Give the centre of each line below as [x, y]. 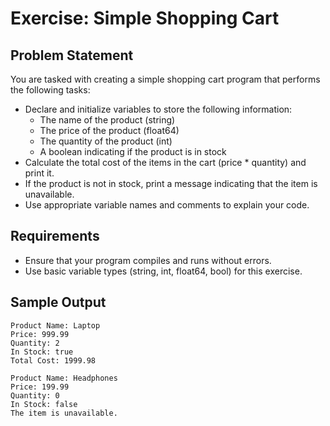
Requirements [55, 236]
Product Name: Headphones [64, 378]
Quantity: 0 [35, 395]
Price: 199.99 [40, 387]
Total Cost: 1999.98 [53, 360]
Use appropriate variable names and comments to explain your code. [167, 205]
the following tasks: [50, 90]
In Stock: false [44, 404]
